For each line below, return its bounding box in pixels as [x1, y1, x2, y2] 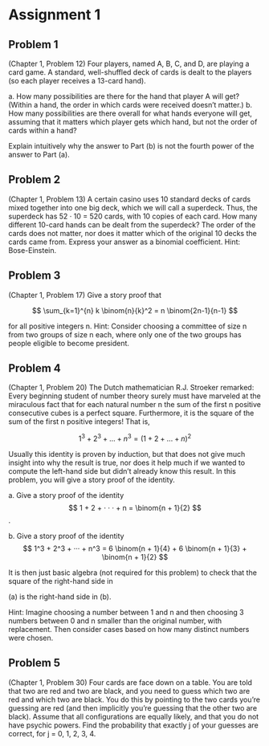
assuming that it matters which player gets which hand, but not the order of [8, 117, 258, 126]
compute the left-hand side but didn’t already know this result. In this [8, 467, 237, 476]
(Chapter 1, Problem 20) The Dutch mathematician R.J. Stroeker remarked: [8, 383, 255, 393]
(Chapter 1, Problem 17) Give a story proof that [8, 290, 162, 300]
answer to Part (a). [8, 150, 70, 159]
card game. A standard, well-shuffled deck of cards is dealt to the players [8, 67, 252, 77]
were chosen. [8, 633, 54, 643]
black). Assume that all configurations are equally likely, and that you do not [8, 711, 259, 721]
